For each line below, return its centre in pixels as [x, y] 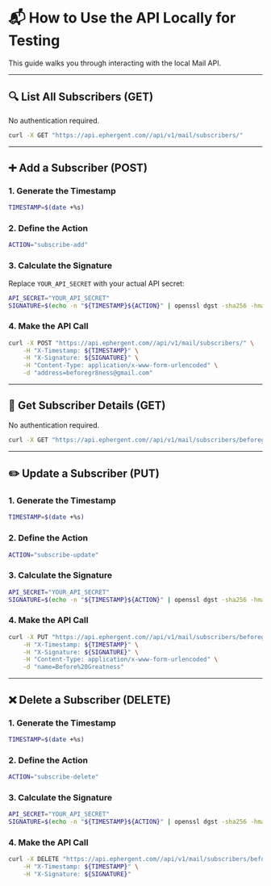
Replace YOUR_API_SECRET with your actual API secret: [96, 283]
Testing [34, 41]
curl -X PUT [28, 637]
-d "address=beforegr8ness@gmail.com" [88, 373]
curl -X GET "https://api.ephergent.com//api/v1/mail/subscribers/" [126, 135]
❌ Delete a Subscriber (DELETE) [90, 700]
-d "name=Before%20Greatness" [74, 667]
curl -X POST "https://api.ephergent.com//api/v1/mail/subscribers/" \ [131, 343]
